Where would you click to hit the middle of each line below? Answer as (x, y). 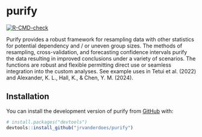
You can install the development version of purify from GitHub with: (90, 111)
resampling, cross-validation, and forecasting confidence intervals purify (97, 52)
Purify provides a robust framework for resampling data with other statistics (100, 39)
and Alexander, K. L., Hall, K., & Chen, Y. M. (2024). (70, 78)
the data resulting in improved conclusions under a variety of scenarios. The (101, 58)
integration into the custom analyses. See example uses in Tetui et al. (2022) (101, 71)
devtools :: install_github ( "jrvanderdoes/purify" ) (70, 127)
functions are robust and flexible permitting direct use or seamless (89, 65)
